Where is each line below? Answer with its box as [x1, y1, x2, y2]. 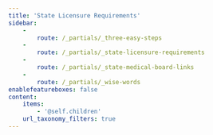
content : [8, 93, 37, 101]
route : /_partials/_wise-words [37, 78, 141, 86]
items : [22, 100, 45, 108]
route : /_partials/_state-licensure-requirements [37, 48, 205, 56]
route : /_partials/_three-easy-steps [37, 33, 162, 42]
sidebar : [8, 19, 37, 27]
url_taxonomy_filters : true [22, 115, 116, 123]
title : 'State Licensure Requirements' [8, 11, 141, 20]
